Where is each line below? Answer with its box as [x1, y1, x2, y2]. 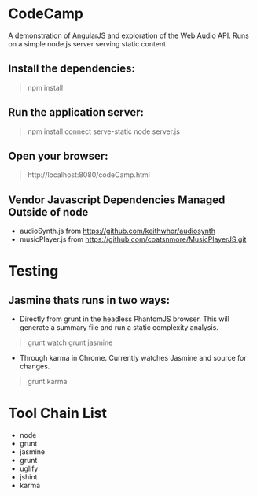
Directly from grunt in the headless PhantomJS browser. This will [19, 314, 230, 324]
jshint [19, 472, 38, 482]
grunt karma [27, 377, 68, 387]
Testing [8, 262, 59, 280]
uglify [19, 464, 39, 473]
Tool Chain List [8, 405, 108, 422]
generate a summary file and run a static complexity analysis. [19, 323, 218, 332]
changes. [19, 361, 50, 371]
